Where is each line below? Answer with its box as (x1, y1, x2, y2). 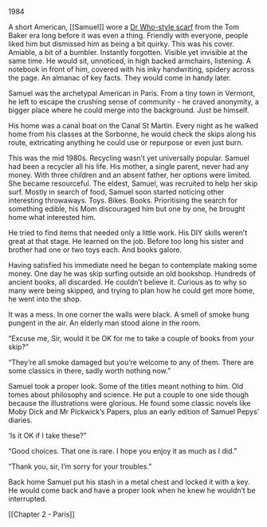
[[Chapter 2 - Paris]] (8, 509, 76, 519)
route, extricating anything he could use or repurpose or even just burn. (8, 138, 244, 147)
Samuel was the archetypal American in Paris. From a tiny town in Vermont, (8, 88, 256, 98)
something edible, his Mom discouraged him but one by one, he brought (8, 204, 245, 214)
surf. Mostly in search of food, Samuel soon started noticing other (8, 187, 225, 196)
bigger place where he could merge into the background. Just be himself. (8, 105, 249, 115)
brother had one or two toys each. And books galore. (8, 245, 183, 254)
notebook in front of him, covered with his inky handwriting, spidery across (8, 65, 255, 74)
